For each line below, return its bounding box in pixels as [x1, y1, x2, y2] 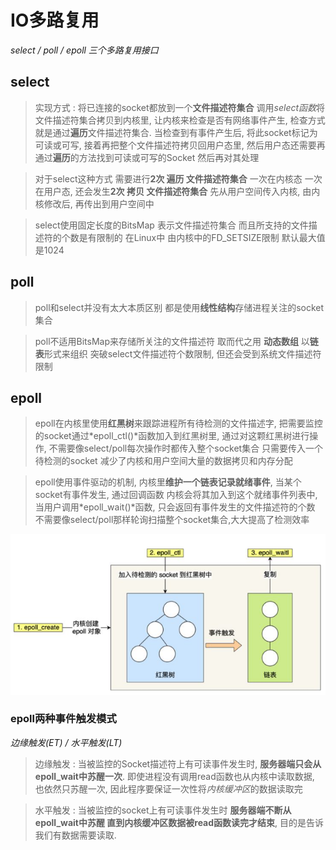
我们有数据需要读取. [34, 829, 117, 841]
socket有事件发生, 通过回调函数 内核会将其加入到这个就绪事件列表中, [34, 489, 318, 501]
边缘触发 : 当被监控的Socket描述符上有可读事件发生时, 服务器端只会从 [34, 757, 322, 770]
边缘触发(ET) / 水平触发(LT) [10, 736, 123, 748]
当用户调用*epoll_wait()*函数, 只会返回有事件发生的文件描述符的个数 [34, 501, 316, 513]
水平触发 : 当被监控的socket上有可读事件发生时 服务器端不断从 [34, 804, 292, 816]
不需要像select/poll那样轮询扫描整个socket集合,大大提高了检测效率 [34, 514, 310, 526]
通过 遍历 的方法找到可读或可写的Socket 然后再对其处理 [34, 151, 260, 163]
